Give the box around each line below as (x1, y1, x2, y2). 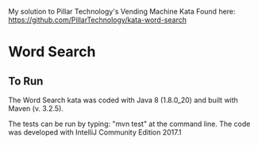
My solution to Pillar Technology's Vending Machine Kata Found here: (8, 7, 236, 16)
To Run (8, 74, 44, 88)
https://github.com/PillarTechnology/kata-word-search (8, 15, 187, 25)
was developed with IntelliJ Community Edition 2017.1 (8, 128, 182, 137)
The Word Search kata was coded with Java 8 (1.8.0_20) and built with (8, 95, 238, 105)
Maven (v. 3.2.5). (8, 104, 64, 113)
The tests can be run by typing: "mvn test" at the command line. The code (8, 119, 251, 128)
